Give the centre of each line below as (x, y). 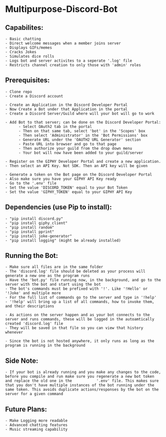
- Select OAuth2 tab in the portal (55, 126)
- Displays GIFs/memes (29, 48)
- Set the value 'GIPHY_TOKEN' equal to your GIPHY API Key (69, 192)
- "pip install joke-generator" (39, 236)
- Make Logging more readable (37, 421)
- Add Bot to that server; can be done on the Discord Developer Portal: (83, 122)
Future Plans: (26, 409)
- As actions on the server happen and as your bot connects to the (78, 315)
